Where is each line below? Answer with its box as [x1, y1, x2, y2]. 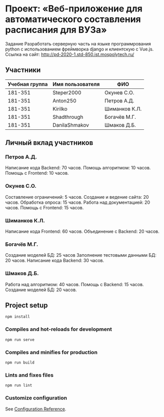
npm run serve [5, 337, 35, 342]
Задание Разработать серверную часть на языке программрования [5, 40, 151, 46]
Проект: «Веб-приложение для [5, 3, 142, 14]
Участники [5, 66, 41, 74]
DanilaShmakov [52, 121, 89, 128]
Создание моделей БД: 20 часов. [5, 287, 77, 293]
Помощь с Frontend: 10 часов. [5, 170, 69, 176]
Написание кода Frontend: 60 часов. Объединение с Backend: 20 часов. [5, 228, 160, 235]
